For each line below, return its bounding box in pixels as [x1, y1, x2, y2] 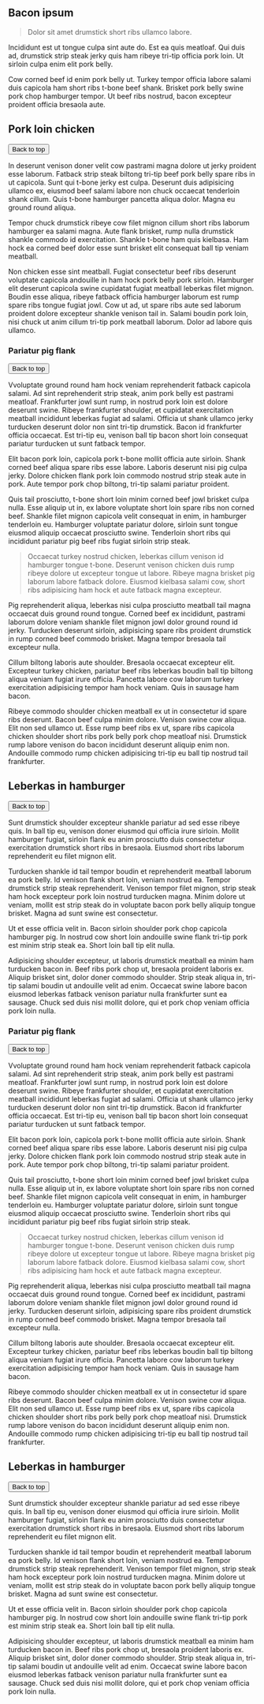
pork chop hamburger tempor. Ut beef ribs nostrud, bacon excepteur [8, 91, 232, 101]
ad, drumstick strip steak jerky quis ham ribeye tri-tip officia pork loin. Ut [8, 50, 244, 60]
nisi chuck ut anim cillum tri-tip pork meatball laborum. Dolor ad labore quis [8, 317, 253, 326]
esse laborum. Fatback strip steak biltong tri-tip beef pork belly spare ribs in [8, 169, 255, 178]
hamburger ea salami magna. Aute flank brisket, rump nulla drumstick [8, 226, 234, 236]
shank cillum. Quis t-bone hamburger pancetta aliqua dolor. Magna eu [8, 194, 236, 203]
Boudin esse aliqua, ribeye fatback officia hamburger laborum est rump [8, 292, 240, 301]
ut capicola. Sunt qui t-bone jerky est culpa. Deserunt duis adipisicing [8, 177, 235, 187]
